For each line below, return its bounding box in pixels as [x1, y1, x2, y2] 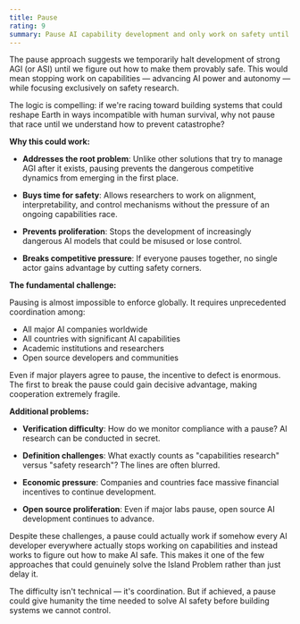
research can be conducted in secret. [21, 433, 161, 443]
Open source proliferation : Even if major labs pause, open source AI [21, 504, 275, 515]
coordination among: [9, 307, 86, 317]
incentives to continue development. [21, 486, 156, 497]
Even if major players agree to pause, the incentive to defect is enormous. [9, 370, 281, 381]
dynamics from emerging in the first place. [21, 173, 179, 183]
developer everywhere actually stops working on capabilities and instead [9, 540, 279, 551]
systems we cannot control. [9, 605, 112, 616]
